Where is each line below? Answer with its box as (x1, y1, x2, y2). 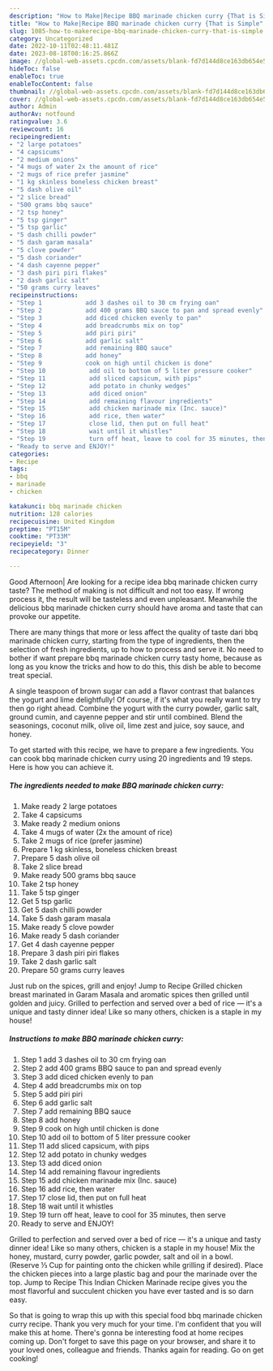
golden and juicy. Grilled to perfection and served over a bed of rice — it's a (9, 998, 262, 1008)
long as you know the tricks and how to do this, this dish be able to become (9, 661, 262, 671)
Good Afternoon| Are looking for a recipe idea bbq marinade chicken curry (9, 577, 258, 586)
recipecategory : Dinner (9, 547, 90, 556)
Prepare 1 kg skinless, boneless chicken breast (20, 844, 177, 854)
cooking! (9, 1353, 39, 1363)
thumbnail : (9, 87, 46, 96)
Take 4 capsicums (20, 810, 83, 820)
